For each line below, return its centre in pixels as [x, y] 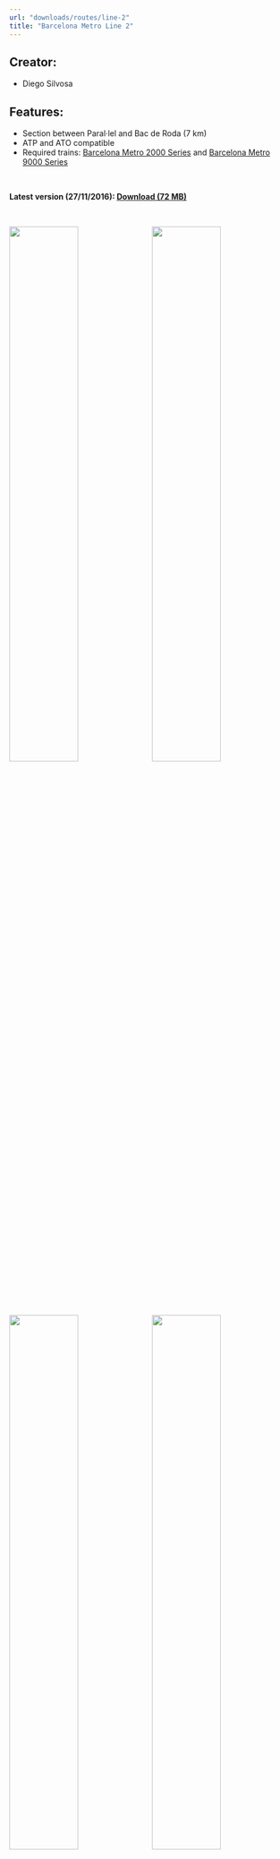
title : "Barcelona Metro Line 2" [72, 26]
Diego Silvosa [47, 84]
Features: [37, 111]
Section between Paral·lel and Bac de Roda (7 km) [115, 133]
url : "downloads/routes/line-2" [69, 17]
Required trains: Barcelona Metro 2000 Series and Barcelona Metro [146, 152]
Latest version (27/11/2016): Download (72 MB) [98, 197]
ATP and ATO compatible [68, 143]
